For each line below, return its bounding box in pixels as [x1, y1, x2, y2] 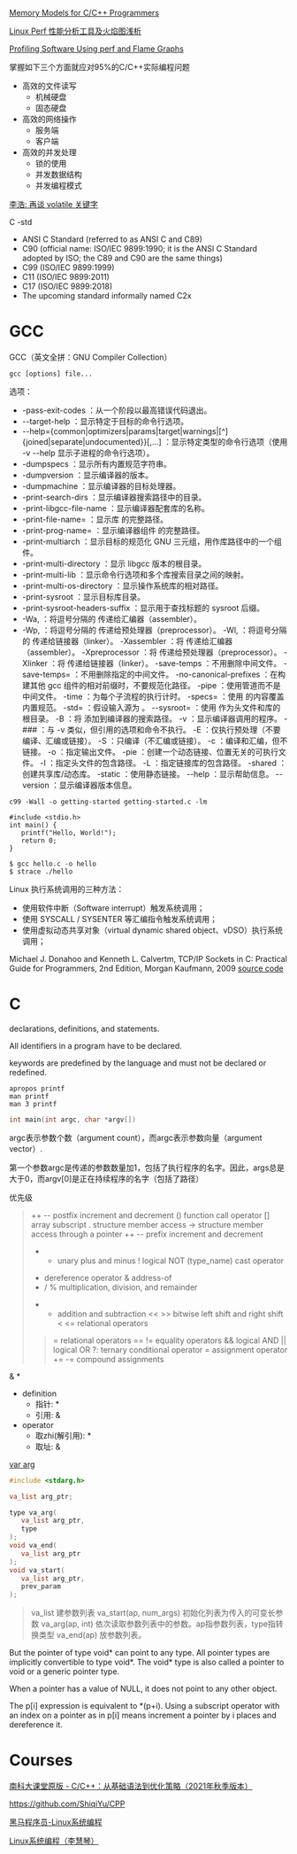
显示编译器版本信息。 [58, 780, 137, 790]
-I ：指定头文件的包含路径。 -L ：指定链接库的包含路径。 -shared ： [39, 757, 287, 768]
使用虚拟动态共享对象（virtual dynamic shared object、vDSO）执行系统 [21, 925, 283, 935]
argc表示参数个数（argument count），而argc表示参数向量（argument [9, 1132, 263, 1143]
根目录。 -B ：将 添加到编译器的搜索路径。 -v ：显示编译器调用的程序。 [21, 713, 283, 724]
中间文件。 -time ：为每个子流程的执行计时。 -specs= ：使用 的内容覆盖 [21, 691, 285, 702]
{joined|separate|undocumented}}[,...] [21, 436, 162, 446]
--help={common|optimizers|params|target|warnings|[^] [21, 425, 228, 437]
